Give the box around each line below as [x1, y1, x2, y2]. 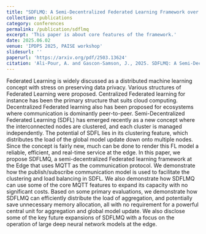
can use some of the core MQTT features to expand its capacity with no [6, 181, 188, 189]
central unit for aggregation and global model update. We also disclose [6, 207, 185, 214]
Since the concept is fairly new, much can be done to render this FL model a [6, 142, 199, 149]
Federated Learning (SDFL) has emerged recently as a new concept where [6, 116, 195, 123]
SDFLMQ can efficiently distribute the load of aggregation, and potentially [6, 194, 193, 202]
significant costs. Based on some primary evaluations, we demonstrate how [6, 187, 198, 195]
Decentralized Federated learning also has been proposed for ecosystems [6, 103, 194, 110]
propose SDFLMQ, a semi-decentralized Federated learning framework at [6, 155, 192, 162]
